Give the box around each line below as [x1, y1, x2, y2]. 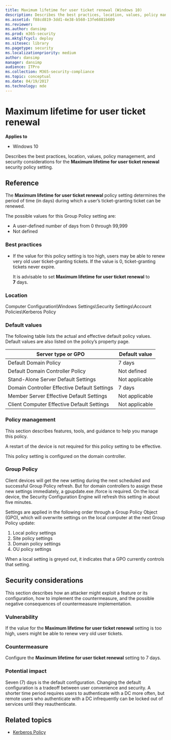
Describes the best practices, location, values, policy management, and [5, 153, 155, 159]
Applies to [5, 133, 27, 140]
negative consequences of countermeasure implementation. [5, 600, 132, 607]
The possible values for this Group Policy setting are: [5, 213, 116, 219]
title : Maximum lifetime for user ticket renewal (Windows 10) [5, 7, 142, 13]
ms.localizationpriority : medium [5, 50, 76, 55]
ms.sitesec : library [5, 41, 49, 46]
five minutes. [5, 499, 33, 505]
